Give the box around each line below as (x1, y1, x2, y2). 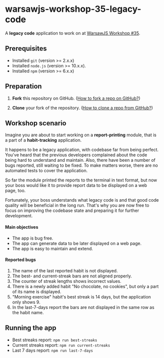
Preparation (5, 82, 42, 90)
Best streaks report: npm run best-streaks (12, 337, 97, 343)
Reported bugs (5, 257, 36, 263)
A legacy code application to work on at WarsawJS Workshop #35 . (5, 30, 141, 36)
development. (5, 213, 33, 219)
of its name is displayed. (12, 289, 62, 295)
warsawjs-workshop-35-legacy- (5, 3, 141, 15)
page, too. (5, 188, 26, 194)
